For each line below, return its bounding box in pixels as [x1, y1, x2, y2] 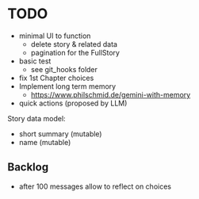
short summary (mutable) [18, 128, 102, 139]
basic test [18, 56, 52, 66]
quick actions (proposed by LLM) [18, 98, 128, 108]
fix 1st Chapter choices [18, 73, 94, 82]
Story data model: [7, 113, 66, 123]
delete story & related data [30, 39, 118, 48]
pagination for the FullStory [30, 48, 121, 57]
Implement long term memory [18, 81, 117, 91]
